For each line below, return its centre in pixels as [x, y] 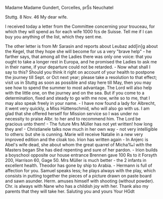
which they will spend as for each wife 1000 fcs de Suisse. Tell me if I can [79, 31]
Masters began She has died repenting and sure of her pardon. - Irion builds [81, 150]
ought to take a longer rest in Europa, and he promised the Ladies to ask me [81, 62]
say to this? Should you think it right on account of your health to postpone [80, 72]
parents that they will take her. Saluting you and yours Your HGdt [70, 191]
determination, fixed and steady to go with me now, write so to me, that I [78, 98]
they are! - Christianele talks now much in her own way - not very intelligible [81, 129]
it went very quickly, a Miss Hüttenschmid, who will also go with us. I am [77, 108]
